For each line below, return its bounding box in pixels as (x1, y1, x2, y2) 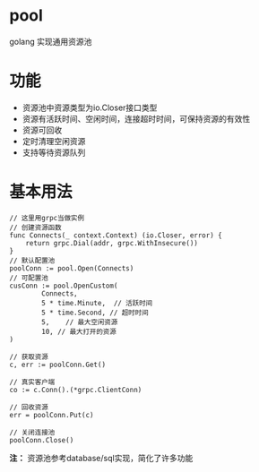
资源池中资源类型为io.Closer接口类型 (22, 102, 158, 113)
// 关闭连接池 (9, 427, 56, 437)
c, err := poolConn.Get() (9, 360, 106, 369)
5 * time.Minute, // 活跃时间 (41, 298, 153, 307)
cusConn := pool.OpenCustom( (9, 281, 118, 290)
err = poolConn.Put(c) (9, 410, 94, 419)
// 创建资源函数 (9, 223, 62, 232)
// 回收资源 (9, 402, 49, 412)
